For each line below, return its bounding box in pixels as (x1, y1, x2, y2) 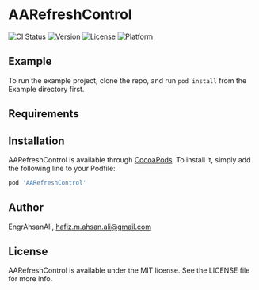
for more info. (8, 274, 53, 284)
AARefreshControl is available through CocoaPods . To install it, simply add (8, 155, 251, 164)
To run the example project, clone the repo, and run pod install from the (8, 75, 247, 85)
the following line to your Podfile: (8, 163, 116, 173)
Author (8, 200, 44, 215)
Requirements (8, 107, 79, 120)
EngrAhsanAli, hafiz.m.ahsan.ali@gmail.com (8, 222, 152, 231)
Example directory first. (8, 84, 85, 93)
